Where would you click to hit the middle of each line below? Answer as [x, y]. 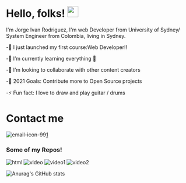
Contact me [35, 119]
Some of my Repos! [34, 150]
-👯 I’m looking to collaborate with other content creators [73, 69]
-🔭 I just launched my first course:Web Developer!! [67, 47]
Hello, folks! [36, 14]
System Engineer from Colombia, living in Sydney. [66, 36]
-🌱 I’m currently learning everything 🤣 [51, 58]
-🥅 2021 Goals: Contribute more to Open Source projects [74, 81]
